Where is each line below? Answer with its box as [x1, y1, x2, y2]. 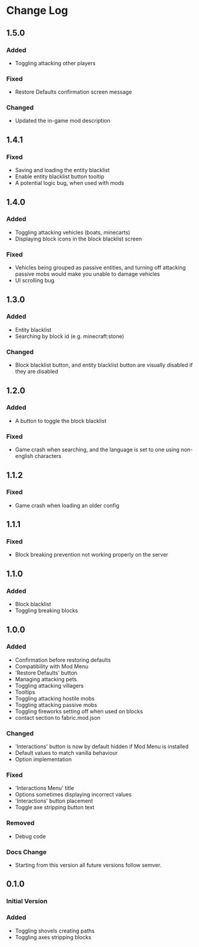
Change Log [6, 4, 68, 18]
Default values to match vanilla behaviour [14, 749, 118, 757]
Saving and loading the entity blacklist [14, 167, 110, 174]
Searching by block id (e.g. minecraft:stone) [14, 332, 125, 340]
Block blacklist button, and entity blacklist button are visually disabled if [14, 361, 193, 369]
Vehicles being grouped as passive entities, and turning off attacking [14, 264, 186, 271]
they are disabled [14, 368, 58, 375]
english [14, 453, 34, 460]
